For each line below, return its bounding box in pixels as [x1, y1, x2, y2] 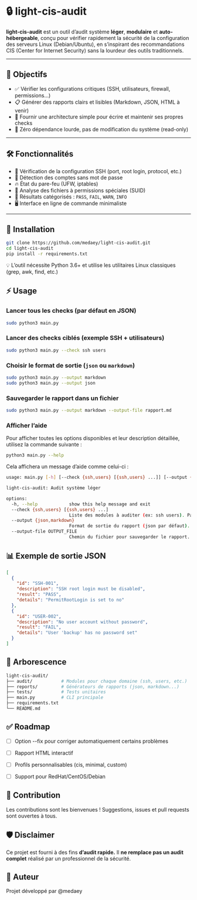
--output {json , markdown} [11, 518, 75, 524]
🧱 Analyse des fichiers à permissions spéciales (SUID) [14, 187, 146, 194]
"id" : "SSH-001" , [16, 581, 59, 587]
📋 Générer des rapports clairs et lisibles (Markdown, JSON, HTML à [14, 98, 180, 105]
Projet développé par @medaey [6, 888, 83, 895]
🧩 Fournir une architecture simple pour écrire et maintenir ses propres [14, 113, 184, 120]
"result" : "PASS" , [16, 591, 62, 598]
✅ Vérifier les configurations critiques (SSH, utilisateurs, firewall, [14, 85, 171, 92]
